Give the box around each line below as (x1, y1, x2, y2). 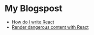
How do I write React (11, 19, 55, 25)
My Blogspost (4, 3, 63, 14)
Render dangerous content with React (11, 24, 89, 30)
